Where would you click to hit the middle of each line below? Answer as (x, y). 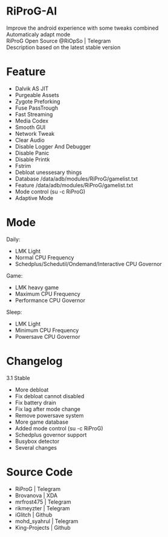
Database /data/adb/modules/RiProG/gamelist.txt (76, 178)
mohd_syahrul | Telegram (47, 521)
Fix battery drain (35, 402)
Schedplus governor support (51, 435)
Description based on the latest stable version (63, 47)
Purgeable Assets (37, 95)
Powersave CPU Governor (47, 336)
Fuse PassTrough (37, 108)
